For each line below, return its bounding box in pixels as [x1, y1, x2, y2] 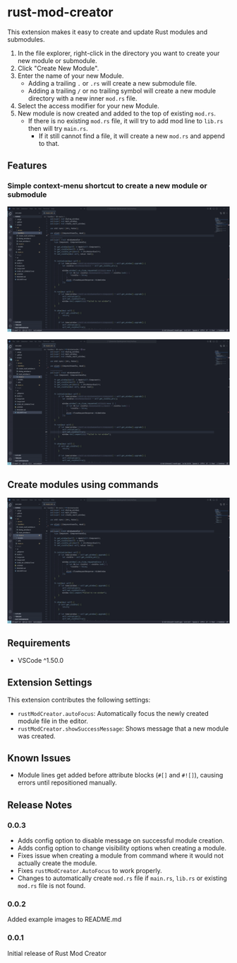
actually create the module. [17, 859, 97, 867]
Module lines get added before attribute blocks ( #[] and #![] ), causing [17, 771, 224, 780]
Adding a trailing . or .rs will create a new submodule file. [28, 79, 197, 87]
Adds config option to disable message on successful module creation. [17, 836, 224, 845]
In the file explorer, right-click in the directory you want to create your [17, 49, 220, 57]
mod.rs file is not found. [17, 882, 86, 890]
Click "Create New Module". [17, 64, 99, 72]
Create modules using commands [7, 479, 159, 491]
